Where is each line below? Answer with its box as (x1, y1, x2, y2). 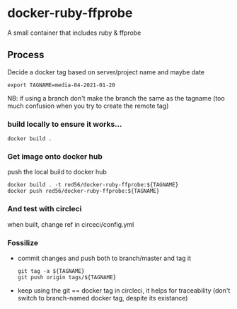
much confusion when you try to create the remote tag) (7, 101, 169, 110)
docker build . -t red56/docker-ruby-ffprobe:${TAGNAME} (7, 181, 179, 189)
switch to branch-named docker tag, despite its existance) (17, 293, 188, 302)
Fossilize (7, 237, 39, 247)
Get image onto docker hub (7, 151, 103, 161)
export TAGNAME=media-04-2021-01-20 (7, 82, 115, 89)
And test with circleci (7, 204, 82, 214)
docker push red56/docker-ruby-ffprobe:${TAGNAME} (7, 188, 160, 195)
